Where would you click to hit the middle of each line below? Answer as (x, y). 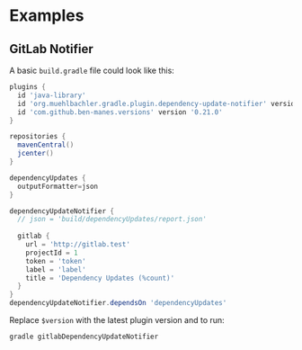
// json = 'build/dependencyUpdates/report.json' (112, 220)
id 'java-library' (52, 95)
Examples (47, 16)
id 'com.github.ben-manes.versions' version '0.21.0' (120, 112)
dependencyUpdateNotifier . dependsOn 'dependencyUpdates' (118, 303)
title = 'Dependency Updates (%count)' (100, 278)
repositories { (38, 137)
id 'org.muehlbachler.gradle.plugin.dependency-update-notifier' (142, 103)
